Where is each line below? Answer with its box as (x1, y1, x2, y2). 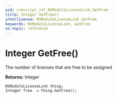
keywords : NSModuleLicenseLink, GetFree (5, 21, 91, 27)
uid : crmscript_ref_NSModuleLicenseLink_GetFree (5, 7, 108, 13)
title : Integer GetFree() (5, 12, 59, 17)
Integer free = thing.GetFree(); (5, 88, 77, 93)
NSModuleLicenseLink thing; (5, 84, 64, 89)
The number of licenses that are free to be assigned (5, 64, 112, 70)
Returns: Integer (5, 74, 39, 80)
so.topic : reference (5, 26, 48, 31)
